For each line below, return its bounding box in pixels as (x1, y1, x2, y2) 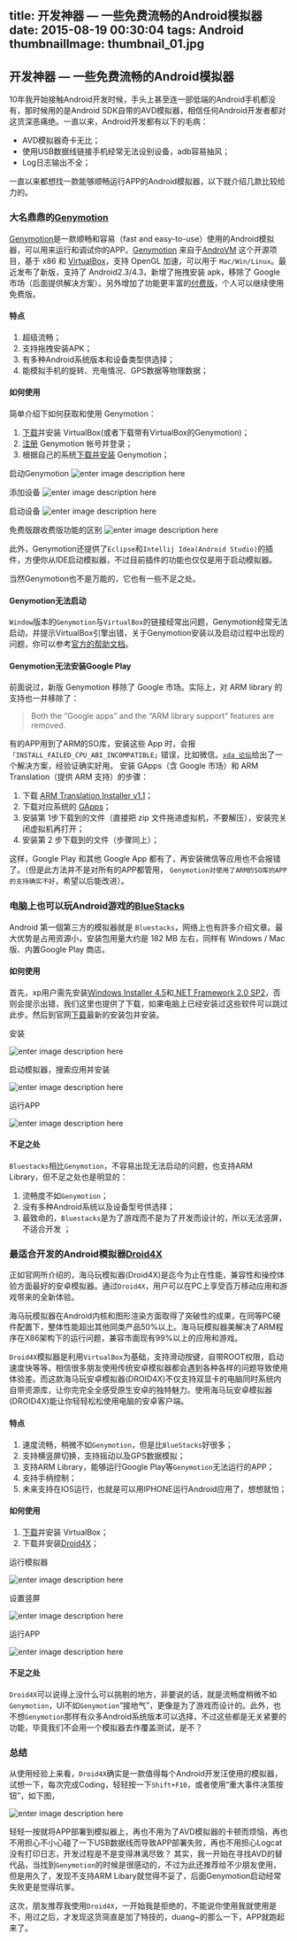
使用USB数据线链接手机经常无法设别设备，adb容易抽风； (21, 146, 231, 157)
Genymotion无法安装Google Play (9, 661, 132, 671)
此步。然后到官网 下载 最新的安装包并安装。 (9, 1009, 164, 1020)
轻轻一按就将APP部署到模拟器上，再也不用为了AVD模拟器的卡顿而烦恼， (9, 1827, 273, 1837)
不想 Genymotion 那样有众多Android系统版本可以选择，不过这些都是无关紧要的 (9, 1711, 287, 1721)
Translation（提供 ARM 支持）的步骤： (9, 771, 149, 782)
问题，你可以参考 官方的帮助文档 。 (9, 638, 133, 649)
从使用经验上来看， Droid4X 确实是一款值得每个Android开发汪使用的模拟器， (9, 1768, 283, 1779)
